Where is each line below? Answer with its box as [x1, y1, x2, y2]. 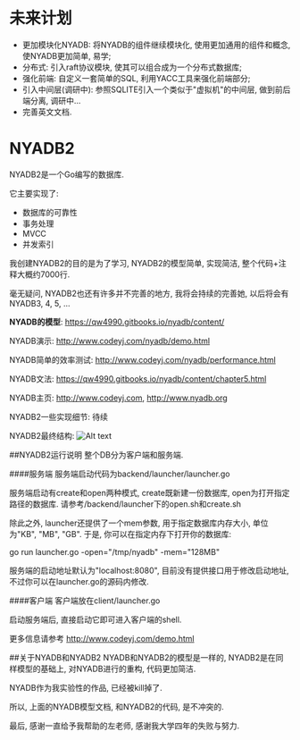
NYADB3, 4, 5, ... [9, 298, 71, 308]
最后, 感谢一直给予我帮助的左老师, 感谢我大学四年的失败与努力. [9, 720, 239, 731]
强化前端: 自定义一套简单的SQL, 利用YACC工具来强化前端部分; [21, 72, 251, 83]
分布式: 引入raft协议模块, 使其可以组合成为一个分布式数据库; [21, 62, 243, 72]
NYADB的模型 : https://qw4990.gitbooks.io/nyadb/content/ [9, 316, 225, 327]
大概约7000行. [16, 269, 71, 280]
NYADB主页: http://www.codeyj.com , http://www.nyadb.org [9, 392, 228, 403]
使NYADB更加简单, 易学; [21, 50, 112, 61]
